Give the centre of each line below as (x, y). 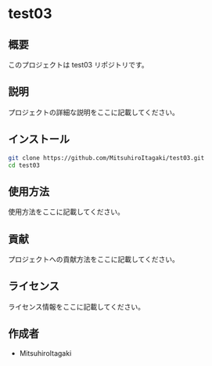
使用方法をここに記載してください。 (66, 212)
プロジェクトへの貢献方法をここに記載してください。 (94, 259)
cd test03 (24, 165)
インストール (39, 139)
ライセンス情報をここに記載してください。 (76, 306)
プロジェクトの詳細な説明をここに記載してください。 (94, 112)
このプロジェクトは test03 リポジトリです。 (78, 65)
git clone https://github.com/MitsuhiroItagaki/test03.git (106, 158)
